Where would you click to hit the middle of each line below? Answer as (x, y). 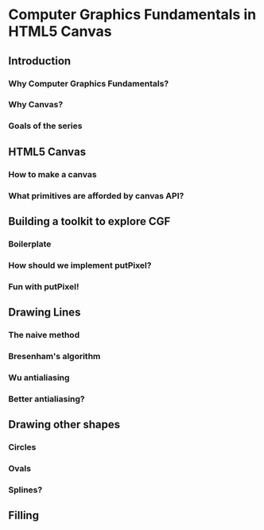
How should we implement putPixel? (80, 265)
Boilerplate (30, 244)
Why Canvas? (36, 105)
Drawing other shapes (64, 425)
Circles (22, 447)
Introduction (40, 61)
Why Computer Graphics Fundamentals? (89, 83)
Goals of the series (45, 126)
